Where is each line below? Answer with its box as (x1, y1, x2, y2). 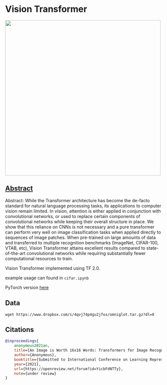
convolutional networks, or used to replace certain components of (5, 213, 141, 219)
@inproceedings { (5, 339, 39, 344)
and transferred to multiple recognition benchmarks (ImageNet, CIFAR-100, (5, 239, 159, 245)
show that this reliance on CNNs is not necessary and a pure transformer (5, 224, 155, 230)
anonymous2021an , (14, 343, 50, 348)
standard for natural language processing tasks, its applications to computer (5, 203, 162, 209)
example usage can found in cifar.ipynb (5, 275, 89, 281)
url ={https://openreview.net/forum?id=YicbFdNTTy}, (14, 366, 123, 371)
